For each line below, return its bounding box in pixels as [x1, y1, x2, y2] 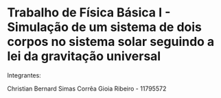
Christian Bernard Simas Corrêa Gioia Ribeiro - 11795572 [7, 84, 167, 93]
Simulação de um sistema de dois [7, 19, 202, 35]
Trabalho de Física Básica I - [7, 5, 171, 21]
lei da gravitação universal [7, 49, 161, 64]
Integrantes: [7, 71, 41, 79]
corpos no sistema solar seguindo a [7, 34, 215, 49]
